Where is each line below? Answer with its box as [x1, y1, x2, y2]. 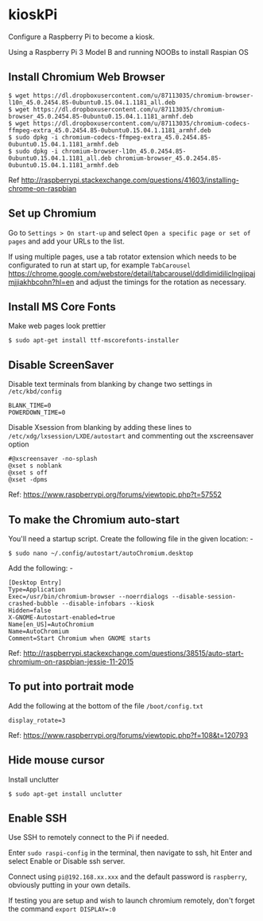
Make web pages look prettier [8, 321, 106, 331]
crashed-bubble [8, 599, 59, 607]
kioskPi [8, 6, 58, 24]
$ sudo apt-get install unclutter [8, 790, 123, 798]
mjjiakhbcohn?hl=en [8, 277, 75, 287]
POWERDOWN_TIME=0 [8, 408, 66, 417]
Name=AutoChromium [8, 627, 69, 635]
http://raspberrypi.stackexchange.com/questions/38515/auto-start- [23, 649, 244, 658]
